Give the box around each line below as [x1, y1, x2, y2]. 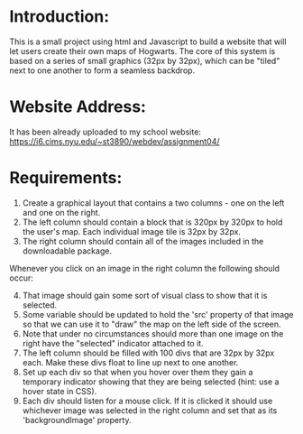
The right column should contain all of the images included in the [22, 235, 264, 246]
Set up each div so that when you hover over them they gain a [22, 366, 253, 377]
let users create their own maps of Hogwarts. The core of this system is [9, 45, 276, 56]
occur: [9, 272, 33, 283]
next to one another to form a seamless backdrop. [9, 65, 196, 76]
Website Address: [9, 97, 147, 117]
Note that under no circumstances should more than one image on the [22, 328, 284, 339]
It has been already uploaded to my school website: [9, 126, 201, 137]
